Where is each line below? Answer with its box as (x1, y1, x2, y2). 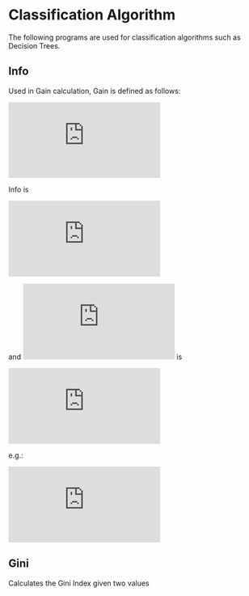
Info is (8, 184, 29, 194)
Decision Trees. (8, 40, 61, 50)
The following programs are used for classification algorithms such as (8, 32, 241, 42)
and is (8, 352, 183, 361)
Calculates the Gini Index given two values (8, 578, 150, 588)
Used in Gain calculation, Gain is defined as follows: (8, 86, 181, 95)
